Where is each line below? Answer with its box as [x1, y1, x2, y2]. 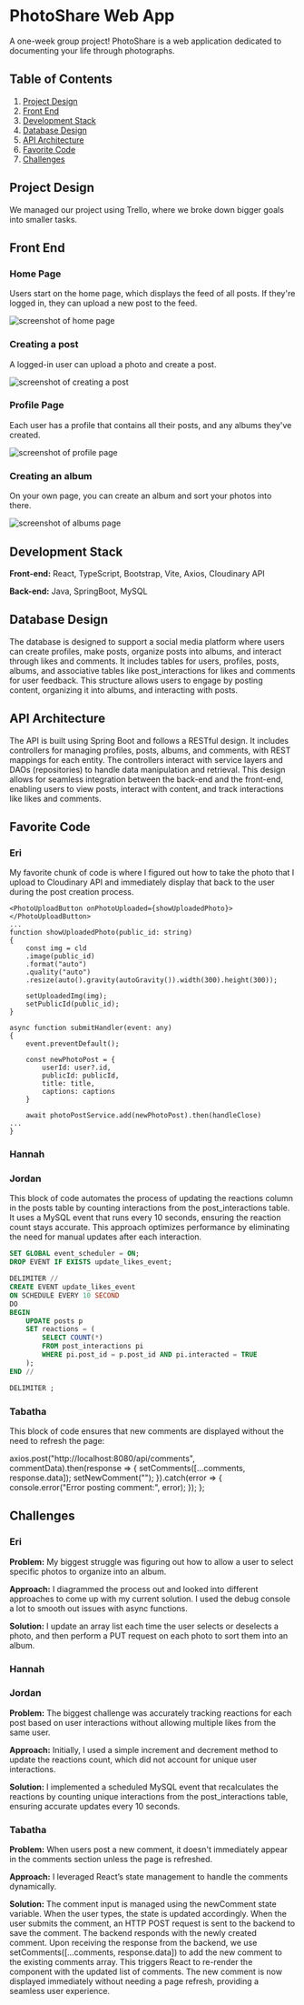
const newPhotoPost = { [25, 1056, 116, 1065]
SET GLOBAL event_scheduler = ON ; [9, 1249, 141, 1258]
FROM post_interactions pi [42, 1342, 144, 1351]
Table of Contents [9, 72, 113, 87]
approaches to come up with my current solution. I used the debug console [9, 1593, 290, 1604]
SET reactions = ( [25, 1325, 95, 1334]
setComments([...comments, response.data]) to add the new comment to [9, 1947, 283, 1958]
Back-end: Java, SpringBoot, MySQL [9, 586, 148, 596]
